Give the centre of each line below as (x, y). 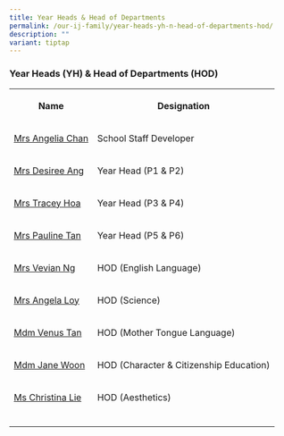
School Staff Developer (146, 138)
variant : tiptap (39, 42)
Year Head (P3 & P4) (141, 203)
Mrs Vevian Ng (45, 267)
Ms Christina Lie (48, 397)
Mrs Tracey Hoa (47, 203)
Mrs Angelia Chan (51, 138)
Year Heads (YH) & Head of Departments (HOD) (114, 74)
